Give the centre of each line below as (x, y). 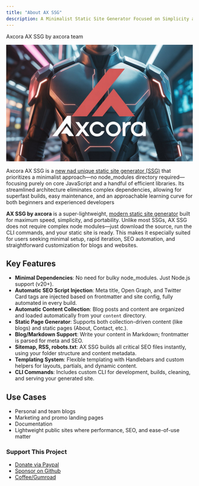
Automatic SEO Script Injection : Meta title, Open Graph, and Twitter (98, 291)
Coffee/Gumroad (35, 477)
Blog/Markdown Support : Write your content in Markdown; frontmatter (102, 334)
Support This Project (36, 452)
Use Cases (26, 397)
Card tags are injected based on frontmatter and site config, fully (94, 297)
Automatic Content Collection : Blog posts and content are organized (99, 309)
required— (172, 177)
